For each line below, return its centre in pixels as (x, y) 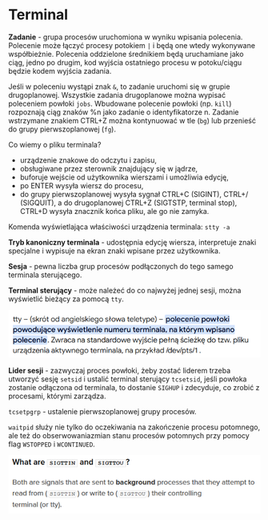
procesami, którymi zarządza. (57, 396)
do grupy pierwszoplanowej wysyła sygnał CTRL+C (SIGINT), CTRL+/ (134, 194)
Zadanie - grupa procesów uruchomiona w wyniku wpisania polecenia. (126, 37)
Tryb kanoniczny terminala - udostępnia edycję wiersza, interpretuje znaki (132, 242)
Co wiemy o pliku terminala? (55, 144)
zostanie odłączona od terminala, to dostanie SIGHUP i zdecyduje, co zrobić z (134, 388)
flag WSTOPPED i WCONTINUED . (52, 444)
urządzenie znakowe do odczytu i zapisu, (88, 160)
